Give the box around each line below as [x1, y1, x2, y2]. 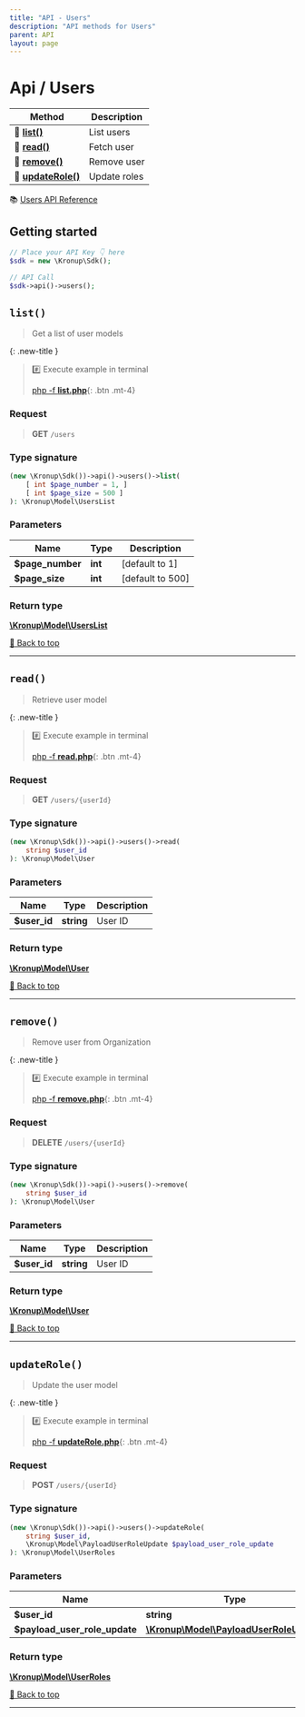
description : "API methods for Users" [9, 22, 156, 31]
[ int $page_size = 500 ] [25, 488, 124, 498]
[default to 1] [121, 557, 179, 570]
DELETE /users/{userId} [31, 1136, 126, 1147]
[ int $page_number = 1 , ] [25, 480, 128, 489]
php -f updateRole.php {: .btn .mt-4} [31, 1436, 168, 1447]
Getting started [9, 223, 98, 239]
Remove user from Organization [31, 1037, 152, 1047]
